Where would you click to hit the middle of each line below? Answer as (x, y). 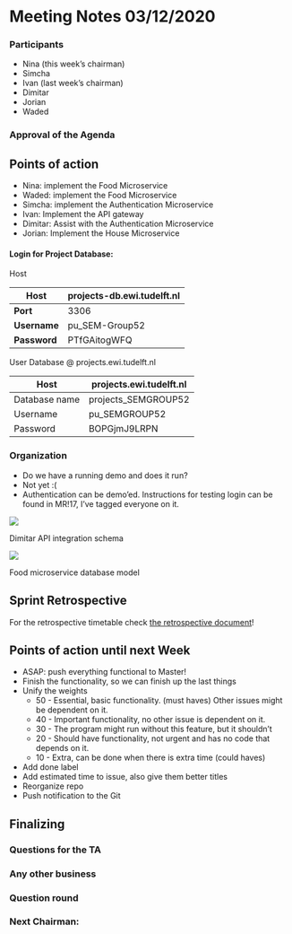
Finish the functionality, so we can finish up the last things (129, 681)
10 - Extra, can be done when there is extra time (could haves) (150, 758)
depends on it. (62, 748)
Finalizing (37, 824)
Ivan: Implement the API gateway (83, 214)
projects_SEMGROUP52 (139, 399)
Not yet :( (39, 484)
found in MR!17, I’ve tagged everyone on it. (100, 503)
